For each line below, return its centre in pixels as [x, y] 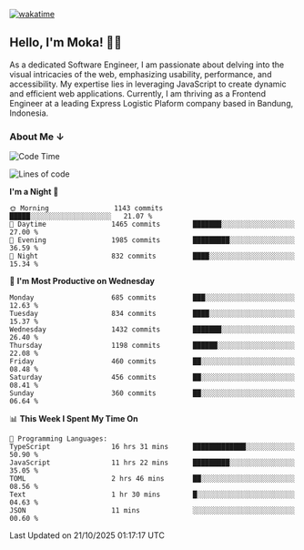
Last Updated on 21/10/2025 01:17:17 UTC [87, 535]
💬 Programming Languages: [58, 439]
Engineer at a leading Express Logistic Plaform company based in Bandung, [152, 103]
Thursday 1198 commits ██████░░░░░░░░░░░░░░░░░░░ [152, 346]
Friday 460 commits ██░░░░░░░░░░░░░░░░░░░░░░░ [152, 362]
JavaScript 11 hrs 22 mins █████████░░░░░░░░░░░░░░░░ [152, 463]
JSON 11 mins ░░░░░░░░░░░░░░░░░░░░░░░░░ [152, 511]
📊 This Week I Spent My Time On [74, 419]
